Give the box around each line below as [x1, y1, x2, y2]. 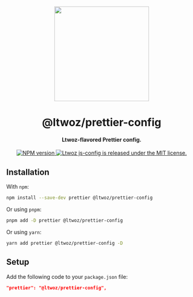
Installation [6, 167, 50, 177]
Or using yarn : [6, 228, 42, 236]
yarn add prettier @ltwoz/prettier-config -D [6, 240, 123, 246]
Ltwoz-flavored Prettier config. [62, 136, 142, 143]
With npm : [6, 183, 29, 190]
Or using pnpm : [6, 206, 42, 213]
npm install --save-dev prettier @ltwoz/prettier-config [6, 195, 153, 201]
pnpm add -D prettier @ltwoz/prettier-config [6, 218, 123, 224]
